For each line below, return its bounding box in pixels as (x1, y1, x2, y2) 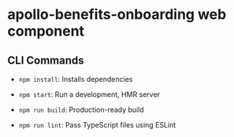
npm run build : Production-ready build (18, 105, 144, 114)
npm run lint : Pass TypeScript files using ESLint (18, 120, 176, 129)
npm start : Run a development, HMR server (18, 90, 161, 99)
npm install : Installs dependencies (18, 75, 133, 83)
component (7, 22, 84, 40)
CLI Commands (7, 54, 84, 67)
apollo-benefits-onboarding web (7, 6, 227, 24)
